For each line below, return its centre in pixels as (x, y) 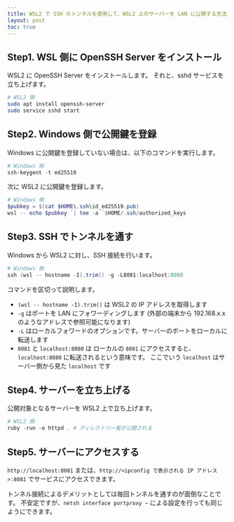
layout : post (26, 20)
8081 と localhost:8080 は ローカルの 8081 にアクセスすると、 (106, 348)
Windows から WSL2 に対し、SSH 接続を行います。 (82, 255)
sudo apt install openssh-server (56, 104)
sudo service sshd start (43, 110)
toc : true (22, 27)
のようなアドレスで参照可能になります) (74, 322)
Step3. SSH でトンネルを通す (70, 237)
